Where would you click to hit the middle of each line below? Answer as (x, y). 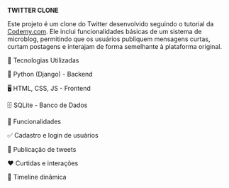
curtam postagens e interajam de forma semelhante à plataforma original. (114, 46)
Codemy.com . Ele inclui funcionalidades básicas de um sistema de (105, 32)
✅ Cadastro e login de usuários (53, 135)
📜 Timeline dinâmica (37, 177)
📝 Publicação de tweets (42, 149)
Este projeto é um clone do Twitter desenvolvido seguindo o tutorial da (111, 24)
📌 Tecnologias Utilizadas (43, 60)
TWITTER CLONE (33, 10)
